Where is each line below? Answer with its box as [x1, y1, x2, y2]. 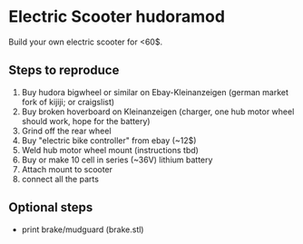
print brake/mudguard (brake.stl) [21, 224, 144, 235]
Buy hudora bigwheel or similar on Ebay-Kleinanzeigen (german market [21, 86, 289, 97]
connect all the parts [21, 173, 99, 184]
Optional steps [8, 200, 93, 215]
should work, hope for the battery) [21, 115, 151, 126]
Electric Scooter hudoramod [8, 6, 226, 27]
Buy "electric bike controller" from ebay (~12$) [21, 134, 197, 146]
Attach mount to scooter [21, 163, 113, 174]
